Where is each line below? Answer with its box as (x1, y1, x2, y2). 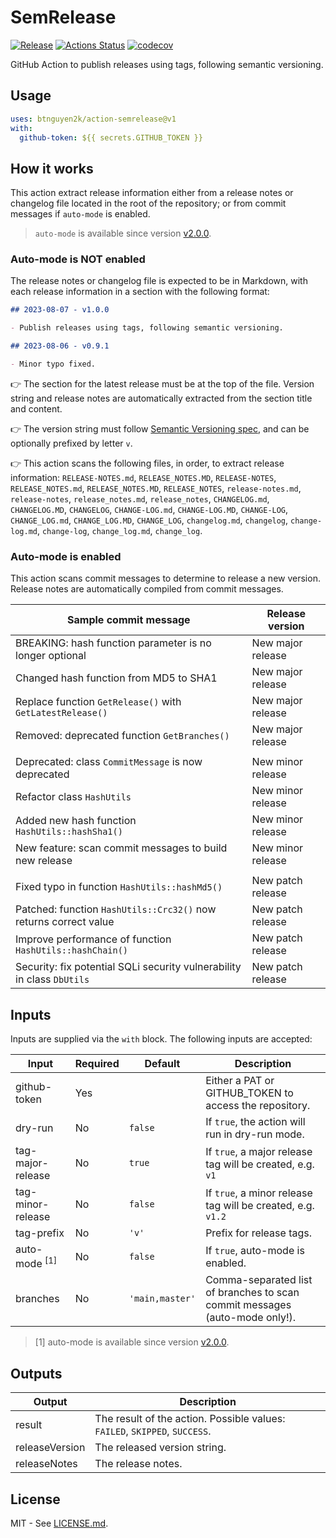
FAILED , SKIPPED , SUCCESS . (94, 1424, 212, 1438)
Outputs (10, 1365, 63, 1382)
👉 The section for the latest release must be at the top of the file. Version (10, 377, 315, 390)
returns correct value (15, 915, 115, 929)
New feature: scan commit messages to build (15, 841, 228, 855)
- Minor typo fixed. (10, 359, 97, 370)
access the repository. (205, 1099, 311, 1113)
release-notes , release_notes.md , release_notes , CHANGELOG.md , (10, 492, 270, 505)
